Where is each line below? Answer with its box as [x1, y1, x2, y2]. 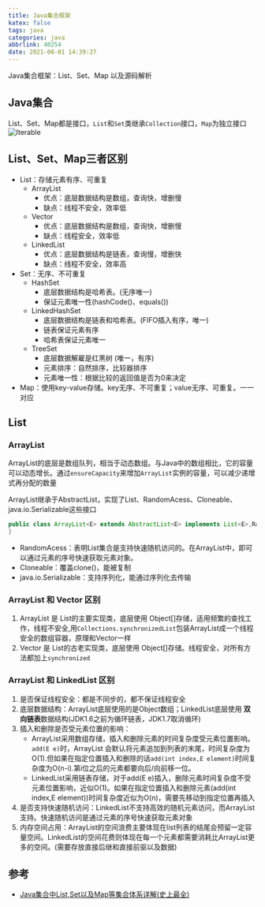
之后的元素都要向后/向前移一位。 [89, 763, 196, 773]
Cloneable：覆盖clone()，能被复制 [19, 563, 132, 573]
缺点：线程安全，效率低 [43, 230, 120, 241]
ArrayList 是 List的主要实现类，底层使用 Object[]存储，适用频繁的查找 [19, 614, 245, 623]
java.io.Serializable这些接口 [8, 505, 97, 514]
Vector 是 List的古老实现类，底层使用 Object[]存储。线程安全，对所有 [19, 644, 244, 653]
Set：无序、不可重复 [19, 269, 87, 278]
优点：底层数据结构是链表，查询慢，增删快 [43, 249, 182, 259]
